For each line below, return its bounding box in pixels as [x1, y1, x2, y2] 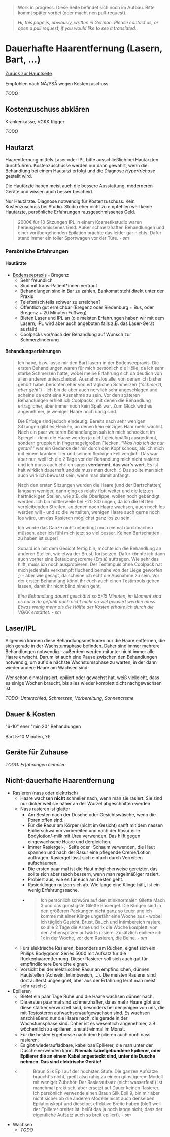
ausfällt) [20, 326, 38, 332]
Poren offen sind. [27, 817, 64, 823]
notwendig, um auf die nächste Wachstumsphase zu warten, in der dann [5, 659, 157, 665]
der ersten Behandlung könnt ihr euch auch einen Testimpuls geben [17, 578, 160, 584]
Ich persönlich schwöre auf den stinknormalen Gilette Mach [40, 897, 165, 903]
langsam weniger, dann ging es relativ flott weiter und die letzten [17, 488, 153, 494]
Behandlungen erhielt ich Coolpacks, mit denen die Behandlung [17, 397, 151, 403]
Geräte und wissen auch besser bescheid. [5, 188, 94, 194]
